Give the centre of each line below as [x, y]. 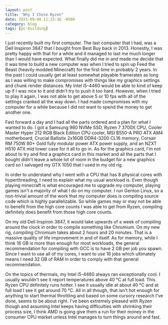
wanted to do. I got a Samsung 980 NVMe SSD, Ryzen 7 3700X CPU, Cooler [84, 128]
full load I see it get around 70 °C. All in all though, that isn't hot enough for [82, 290]
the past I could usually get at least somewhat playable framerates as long [82, 75]
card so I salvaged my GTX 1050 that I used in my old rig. [64, 165]
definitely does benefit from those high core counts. [59, 212]
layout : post [19, 10]
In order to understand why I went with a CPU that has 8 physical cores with [84, 175]
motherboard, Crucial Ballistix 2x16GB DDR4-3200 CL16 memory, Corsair [81, 138]
